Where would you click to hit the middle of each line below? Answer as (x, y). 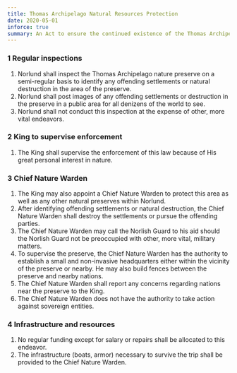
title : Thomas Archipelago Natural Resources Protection (93, 14)
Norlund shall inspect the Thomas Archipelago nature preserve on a (116, 73)
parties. (29, 224)
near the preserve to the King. (61, 291)
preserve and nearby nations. (60, 276)
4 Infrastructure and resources (61, 324)
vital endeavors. (41, 119)
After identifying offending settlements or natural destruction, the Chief (121, 208)
